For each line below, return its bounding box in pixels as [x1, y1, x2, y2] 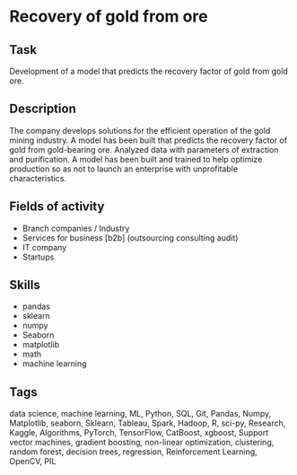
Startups [22, 251, 55, 262]
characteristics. [9, 172, 67, 183]
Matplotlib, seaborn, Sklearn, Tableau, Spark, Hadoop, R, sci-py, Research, [9, 418, 286, 428]
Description [9, 101, 76, 117]
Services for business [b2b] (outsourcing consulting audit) [22, 232, 239, 243]
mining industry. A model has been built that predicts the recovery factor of [9, 135, 288, 145]
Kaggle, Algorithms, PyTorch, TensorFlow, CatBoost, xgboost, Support [9, 427, 269, 438]
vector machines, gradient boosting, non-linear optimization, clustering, [9, 437, 275, 448]
